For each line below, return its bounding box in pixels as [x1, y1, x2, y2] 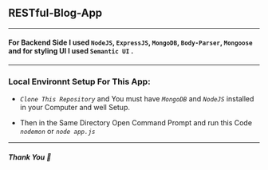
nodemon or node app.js [19, 127, 96, 136]
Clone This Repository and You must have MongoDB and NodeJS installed [19, 94, 254, 104]
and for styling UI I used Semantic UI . [8, 46, 134, 56]
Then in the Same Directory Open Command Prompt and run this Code [19, 118, 253, 128]
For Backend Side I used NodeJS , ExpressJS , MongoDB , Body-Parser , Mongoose [8, 38, 253, 47]
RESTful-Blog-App [8, 6, 103, 20]
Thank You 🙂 [8, 152, 52, 162]
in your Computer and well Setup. [19, 103, 130, 113]
